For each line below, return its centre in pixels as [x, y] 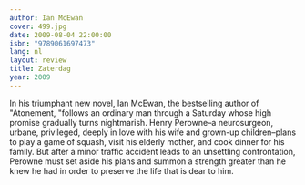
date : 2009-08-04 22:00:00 [61, 35]
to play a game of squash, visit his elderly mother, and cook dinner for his [147, 141]
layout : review [38, 60]
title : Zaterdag [40, 69]
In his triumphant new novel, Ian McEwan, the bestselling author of [134, 103]
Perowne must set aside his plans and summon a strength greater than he [148, 161]
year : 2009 [30, 77]
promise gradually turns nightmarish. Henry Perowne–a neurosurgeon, [142, 122]
